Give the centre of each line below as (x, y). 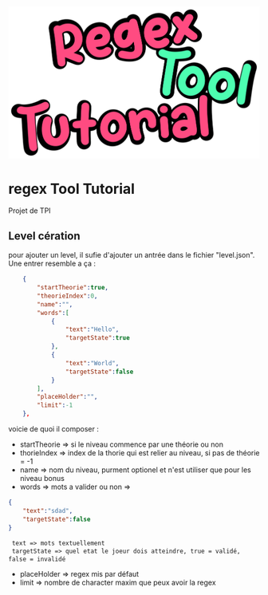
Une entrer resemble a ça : (52, 264)
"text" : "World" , (92, 363)
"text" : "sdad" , (48, 510)
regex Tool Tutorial (72, 189)
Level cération (45, 236)
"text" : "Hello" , (92, 329)
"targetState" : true (97, 338)
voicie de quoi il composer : (54, 429)
